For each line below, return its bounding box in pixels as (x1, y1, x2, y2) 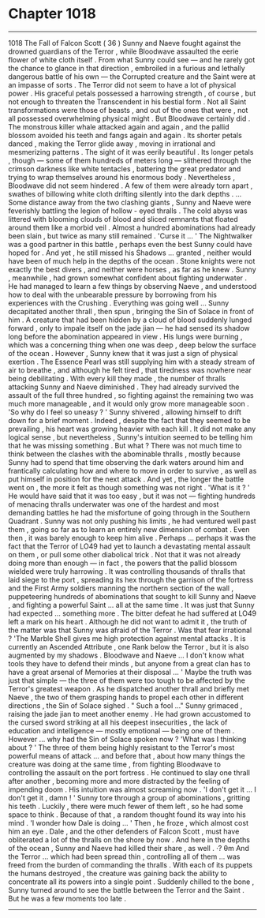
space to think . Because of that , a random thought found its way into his (8, 810, 246, 819)
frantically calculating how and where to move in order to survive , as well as (8, 466, 257, 475)
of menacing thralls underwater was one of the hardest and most (8, 499, 219, 509)
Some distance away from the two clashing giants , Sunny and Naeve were (8, 197, 252, 207)
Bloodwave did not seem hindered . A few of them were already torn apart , (8, 181, 253, 190)
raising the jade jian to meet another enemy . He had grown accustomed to (8, 709, 251, 718)
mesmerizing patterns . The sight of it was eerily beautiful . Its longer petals (8, 147, 254, 156)
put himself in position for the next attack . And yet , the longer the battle (8, 474, 244, 484)
